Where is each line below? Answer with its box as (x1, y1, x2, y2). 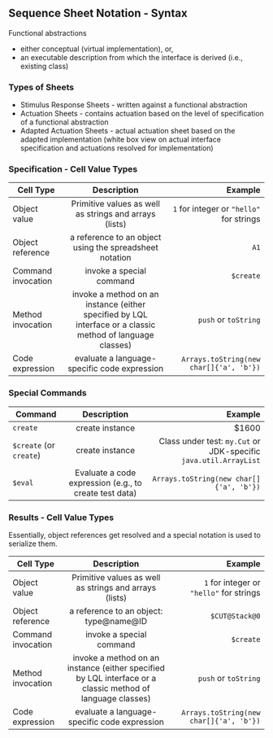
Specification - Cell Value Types (8, 164, 138, 175)
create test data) (73, 487, 137, 499)
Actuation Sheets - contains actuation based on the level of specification (19, 109, 264, 119)
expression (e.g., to (68, 477, 142, 488)
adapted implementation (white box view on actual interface (19, 134, 222, 145)
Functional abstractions (8, 28, 87, 37)
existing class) (19, 61, 69, 71)
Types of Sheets (8, 81, 75, 93)
